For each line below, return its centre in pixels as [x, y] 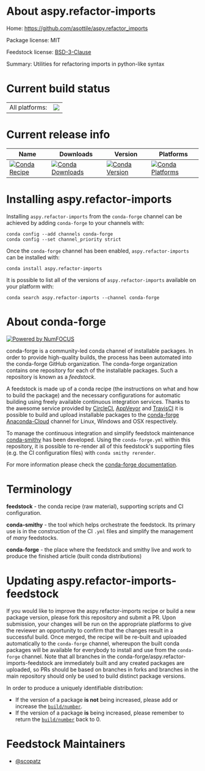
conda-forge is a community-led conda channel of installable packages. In [100, 351]
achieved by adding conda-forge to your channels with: [75, 222]
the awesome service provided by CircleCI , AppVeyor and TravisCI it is [95, 408]
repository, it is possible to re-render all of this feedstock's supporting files [100, 446]
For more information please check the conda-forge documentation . [92, 465]
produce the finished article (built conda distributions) [74, 556]
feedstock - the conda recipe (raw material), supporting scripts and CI [95, 506]
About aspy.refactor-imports [81, 11]
